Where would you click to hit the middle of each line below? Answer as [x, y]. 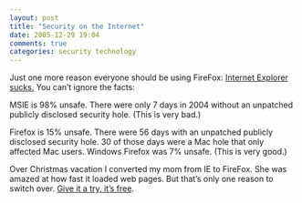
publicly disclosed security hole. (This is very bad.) [105, 115]
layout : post [34, 18]
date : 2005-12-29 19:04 [55, 35]
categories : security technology [73, 52]
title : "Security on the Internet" [77, 26]
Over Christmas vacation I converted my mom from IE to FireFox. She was [148, 169]
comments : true [38, 43]
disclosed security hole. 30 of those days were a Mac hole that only [137, 142]
